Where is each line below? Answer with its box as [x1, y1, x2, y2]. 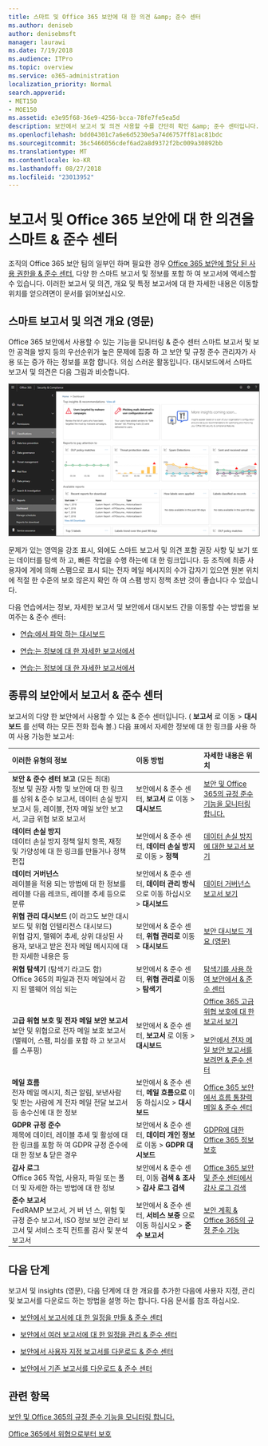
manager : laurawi [8, 38, 66, 46]
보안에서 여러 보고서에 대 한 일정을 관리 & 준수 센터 [19, 1330, 178, 1340]
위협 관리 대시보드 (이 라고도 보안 [11, 912, 114, 921]
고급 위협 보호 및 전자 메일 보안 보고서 [11, 1015, 128, 1026]
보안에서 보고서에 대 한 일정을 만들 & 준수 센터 [19, 1313, 164, 1322]
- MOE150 [8, 105, 37, 113]
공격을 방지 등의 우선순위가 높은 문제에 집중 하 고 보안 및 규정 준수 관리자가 [16, 348, 249, 356]
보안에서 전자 [203, 1035, 245, 1044]
